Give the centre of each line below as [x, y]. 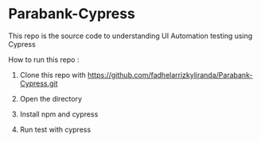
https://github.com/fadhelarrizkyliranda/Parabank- [170, 75]
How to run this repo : [44, 59]
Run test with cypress [55, 129]
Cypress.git [39, 83]
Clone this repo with [53, 75]
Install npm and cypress [59, 114]
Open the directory [51, 98]
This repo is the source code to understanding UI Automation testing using [130, 36]
